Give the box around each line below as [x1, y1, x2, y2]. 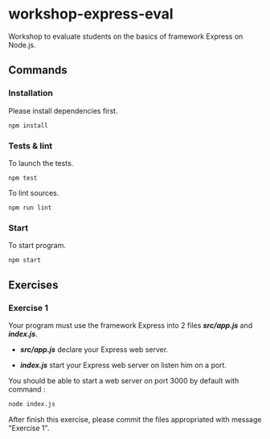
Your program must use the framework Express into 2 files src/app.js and [8, 320, 253, 330]
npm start [8, 256, 42, 264]
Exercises [8, 278, 59, 292]
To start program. [8, 241, 67, 251]
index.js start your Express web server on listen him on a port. [19, 360, 227, 370]
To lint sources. [8, 188, 59, 197]
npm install [8, 122, 48, 130]
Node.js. [8, 39, 36, 49]
